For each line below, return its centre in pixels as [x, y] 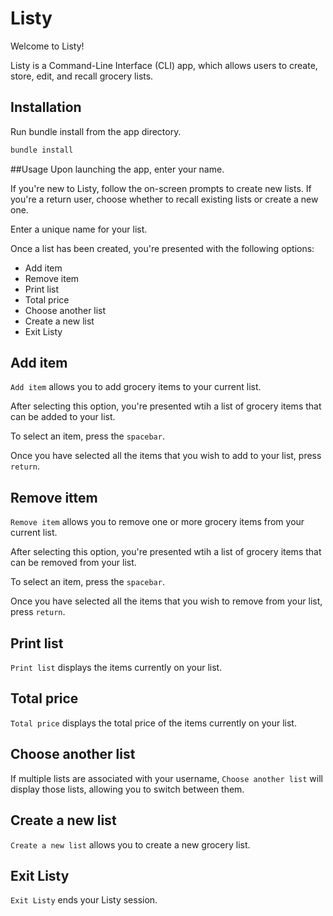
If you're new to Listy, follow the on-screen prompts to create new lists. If [161, 188]
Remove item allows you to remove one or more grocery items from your [157, 522]
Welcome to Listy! [47, 46]
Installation [46, 107]
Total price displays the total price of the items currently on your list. [153, 723]
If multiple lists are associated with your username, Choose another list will [166, 778]
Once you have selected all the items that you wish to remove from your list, [166, 601]
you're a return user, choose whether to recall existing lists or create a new [164, 199]
